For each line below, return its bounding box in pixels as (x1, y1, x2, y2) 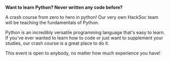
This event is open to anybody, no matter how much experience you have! (5, 50, 161, 56)
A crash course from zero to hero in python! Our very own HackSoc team (5, 14, 159, 20)
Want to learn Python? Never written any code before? (5, 5, 123, 10)
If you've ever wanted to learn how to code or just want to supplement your (5, 35, 163, 41)
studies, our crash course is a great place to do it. (5, 40, 109, 46)
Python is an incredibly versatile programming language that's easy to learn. (5, 29, 165, 35)
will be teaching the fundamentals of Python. (5, 20, 99, 25)
